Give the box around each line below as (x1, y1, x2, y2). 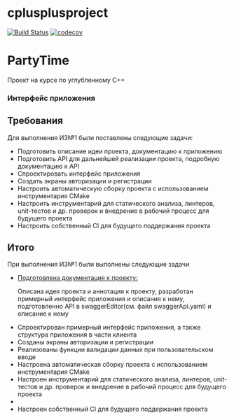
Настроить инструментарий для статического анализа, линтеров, (17, 199, 215, 207)
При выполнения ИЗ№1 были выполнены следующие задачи (7, 260, 190, 269)
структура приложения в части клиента (17, 330, 137, 339)
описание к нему (17, 309, 69, 318)
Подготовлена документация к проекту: (17, 274, 138, 282)
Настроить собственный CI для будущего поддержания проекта (17, 221, 211, 230)
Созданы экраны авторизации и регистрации (17, 338, 154, 346)
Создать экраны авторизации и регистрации (17, 176, 152, 185)
